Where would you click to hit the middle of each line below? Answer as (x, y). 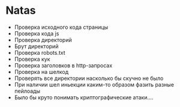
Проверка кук (32, 59)
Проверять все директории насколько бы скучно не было (89, 78)
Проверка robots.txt (40, 52)
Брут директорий (36, 46)
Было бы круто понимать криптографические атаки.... (84, 97)
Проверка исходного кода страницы (61, 27)
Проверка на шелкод (41, 72)
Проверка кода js (37, 33)
